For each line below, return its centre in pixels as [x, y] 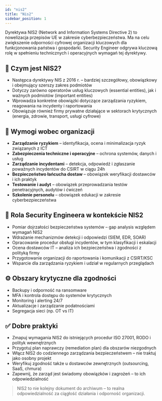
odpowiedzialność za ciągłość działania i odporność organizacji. [81, 394]
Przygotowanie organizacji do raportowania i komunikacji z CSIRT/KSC [82, 258]
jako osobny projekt [32, 358]
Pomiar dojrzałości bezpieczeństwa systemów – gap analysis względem [84, 227]
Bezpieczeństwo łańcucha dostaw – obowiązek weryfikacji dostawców [84, 174]
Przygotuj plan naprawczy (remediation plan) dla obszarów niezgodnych [84, 348]
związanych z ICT [30, 148]
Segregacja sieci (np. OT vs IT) [43, 311]
